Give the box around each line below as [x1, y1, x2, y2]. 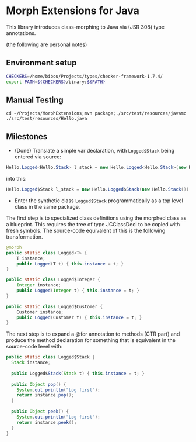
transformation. [6, 233, 43, 240]
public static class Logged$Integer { [6, 277, 100, 283]
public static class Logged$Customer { [6, 303, 103, 309]
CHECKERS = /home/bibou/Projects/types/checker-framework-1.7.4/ [6, 73, 163, 80]
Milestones [6, 132, 48, 141]
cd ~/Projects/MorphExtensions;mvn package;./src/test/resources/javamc [6, 110, 187, 116]
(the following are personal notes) [6, 41, 87, 48]
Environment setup [6, 58, 77, 68]
